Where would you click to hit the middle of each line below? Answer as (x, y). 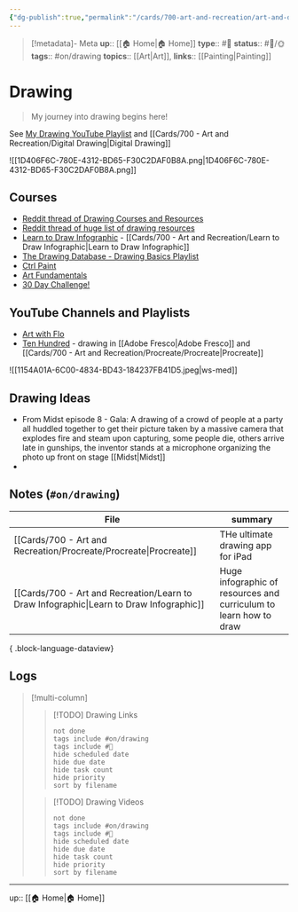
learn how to (246, 615)
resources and (250, 593)
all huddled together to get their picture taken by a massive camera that (153, 428)
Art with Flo (43, 334)
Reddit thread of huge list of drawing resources (108, 228)
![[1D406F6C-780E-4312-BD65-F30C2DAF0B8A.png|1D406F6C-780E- (140, 160)
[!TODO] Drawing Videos (98, 802)
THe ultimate (246, 534)
